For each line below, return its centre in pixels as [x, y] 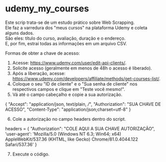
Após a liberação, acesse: [39, 73]
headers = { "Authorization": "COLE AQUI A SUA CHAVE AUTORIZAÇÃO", [80, 128]
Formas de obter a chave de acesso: [42, 53]
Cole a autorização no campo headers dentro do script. [69, 119]
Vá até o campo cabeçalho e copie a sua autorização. [67, 94]
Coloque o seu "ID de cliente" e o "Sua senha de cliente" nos [75, 84]
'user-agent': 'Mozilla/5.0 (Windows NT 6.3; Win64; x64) [63, 134]
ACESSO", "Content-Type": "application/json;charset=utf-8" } [68, 109]
